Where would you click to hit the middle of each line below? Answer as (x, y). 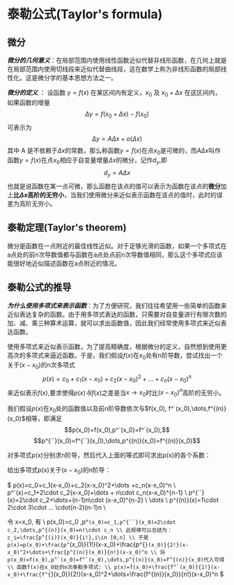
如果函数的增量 (29, 102)
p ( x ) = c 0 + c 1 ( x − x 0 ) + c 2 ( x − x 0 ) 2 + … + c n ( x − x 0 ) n (117, 379)
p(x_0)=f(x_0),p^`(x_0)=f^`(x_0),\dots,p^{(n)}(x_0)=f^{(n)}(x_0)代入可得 (116, 560)
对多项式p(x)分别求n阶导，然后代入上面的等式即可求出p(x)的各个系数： (109, 455)
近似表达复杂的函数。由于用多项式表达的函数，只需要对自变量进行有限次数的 (117, 314)
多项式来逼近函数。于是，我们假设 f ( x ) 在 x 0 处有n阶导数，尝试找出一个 (124, 356)
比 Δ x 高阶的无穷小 (39, 195)
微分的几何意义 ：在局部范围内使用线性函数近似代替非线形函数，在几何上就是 (117, 60)
